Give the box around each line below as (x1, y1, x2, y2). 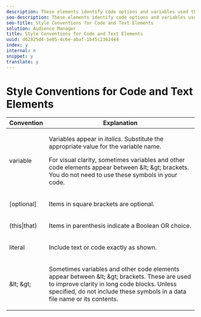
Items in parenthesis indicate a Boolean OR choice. (48, 222, 191, 230)
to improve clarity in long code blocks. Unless (48, 280, 177, 288)
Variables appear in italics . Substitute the (48, 135, 164, 144)
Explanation (103, 119, 138, 127)
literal (9, 243, 25, 252)
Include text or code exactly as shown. (48, 243, 157, 252)
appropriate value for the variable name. (48, 142, 162, 151)
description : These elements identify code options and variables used (6, 8, 188, 15)
